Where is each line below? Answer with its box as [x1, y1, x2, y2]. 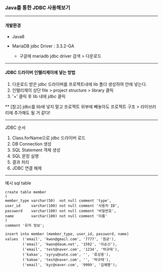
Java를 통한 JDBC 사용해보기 [5, 4, 70, 11]
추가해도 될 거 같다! [14, 110, 50, 115]
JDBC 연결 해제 [12, 165, 42, 171]
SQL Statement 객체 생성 [12, 147, 61, 153]
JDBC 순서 [5, 125, 26, 130]
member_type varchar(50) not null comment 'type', [5, 198, 112, 203]
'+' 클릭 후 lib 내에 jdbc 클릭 [12, 93, 66, 99]
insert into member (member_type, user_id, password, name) [5, 231, 130, 236]
